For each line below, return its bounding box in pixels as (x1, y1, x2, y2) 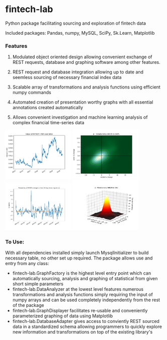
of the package (12, 302, 44, 308)
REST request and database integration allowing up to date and (12, 69, 144, 75)
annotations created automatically (12, 105, 83, 111)
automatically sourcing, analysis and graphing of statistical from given (12, 276, 158, 282)
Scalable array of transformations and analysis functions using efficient (12, 84, 161, 90)
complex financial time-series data (12, 120, 85, 126)
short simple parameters (12, 281, 64, 287)
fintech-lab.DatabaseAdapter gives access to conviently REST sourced (12, 318, 160, 324)
